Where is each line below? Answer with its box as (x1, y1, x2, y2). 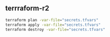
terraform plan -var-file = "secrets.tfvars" (5, 17, 99, 22)
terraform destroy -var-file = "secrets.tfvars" (5, 27, 105, 32)
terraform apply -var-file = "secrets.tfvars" (5, 22, 101, 27)
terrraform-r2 (5, 4, 50, 13)
